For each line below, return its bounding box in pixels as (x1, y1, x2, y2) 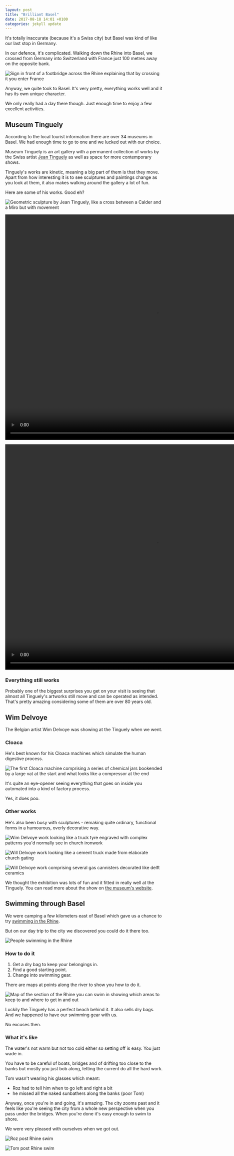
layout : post (5, 7, 32, 13)
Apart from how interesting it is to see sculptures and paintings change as (5, 174, 157, 180)
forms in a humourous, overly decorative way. (5, 825, 100, 831)
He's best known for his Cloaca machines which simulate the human (5, 750, 146, 757)
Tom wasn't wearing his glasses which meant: (5, 1075, 100, 1081)
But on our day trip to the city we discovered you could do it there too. (5, 928, 150, 934)
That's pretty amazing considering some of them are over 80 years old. (5, 699, 152, 705)
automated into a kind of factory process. (5, 786, 90, 792)
